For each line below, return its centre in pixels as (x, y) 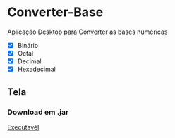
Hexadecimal (37, 69)
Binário (28, 45)
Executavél (23, 127)
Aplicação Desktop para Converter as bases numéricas (87, 32)
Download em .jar (38, 112)
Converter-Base (55, 12)
